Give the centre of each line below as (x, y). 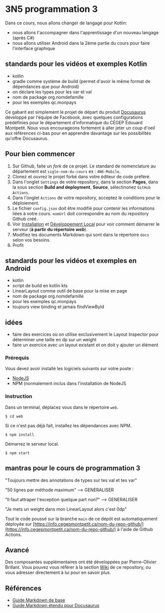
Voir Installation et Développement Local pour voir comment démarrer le (86, 224)
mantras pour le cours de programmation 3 (73, 468)
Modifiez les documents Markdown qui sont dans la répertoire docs (81, 234)
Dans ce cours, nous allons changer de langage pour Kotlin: (66, 23)
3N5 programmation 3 (52, 9)
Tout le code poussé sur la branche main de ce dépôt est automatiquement (81, 519)
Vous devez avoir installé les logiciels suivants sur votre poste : (69, 369)
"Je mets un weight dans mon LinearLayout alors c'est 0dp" (66, 509)
